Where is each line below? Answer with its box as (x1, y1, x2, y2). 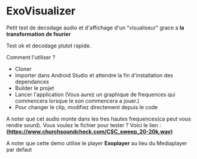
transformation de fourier (6, 30, 71, 37)
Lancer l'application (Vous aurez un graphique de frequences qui (14, 91, 175, 98)
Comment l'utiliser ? (6, 53, 56, 61)
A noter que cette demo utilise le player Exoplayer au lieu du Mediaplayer (6, 139, 187, 146)
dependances (14, 78, 49, 85)
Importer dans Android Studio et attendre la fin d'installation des (14, 71, 174, 79)
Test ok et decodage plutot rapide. (6, 42, 92, 49)
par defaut (6, 146, 32, 153)
